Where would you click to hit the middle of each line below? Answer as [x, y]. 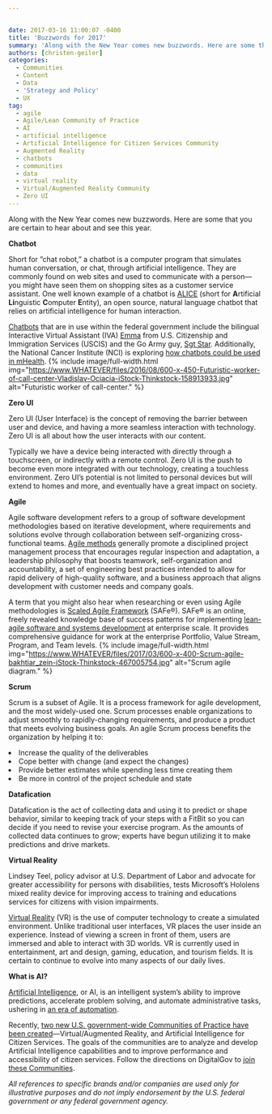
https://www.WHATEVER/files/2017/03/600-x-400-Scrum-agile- [136, 653]
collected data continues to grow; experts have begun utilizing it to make [130, 836]
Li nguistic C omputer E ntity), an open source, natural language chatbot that [133, 302]
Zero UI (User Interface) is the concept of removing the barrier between [128, 418]
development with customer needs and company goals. [101, 586]
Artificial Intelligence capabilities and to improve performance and [118, 1051]
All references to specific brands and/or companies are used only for [124, 1083]
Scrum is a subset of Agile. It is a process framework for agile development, [135, 702]
